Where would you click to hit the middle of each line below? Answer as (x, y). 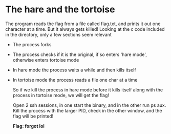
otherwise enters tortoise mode (46, 60)
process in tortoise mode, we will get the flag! (61, 95)
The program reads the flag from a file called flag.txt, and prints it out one (83, 24)
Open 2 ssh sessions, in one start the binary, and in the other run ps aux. (89, 105)
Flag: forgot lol (29, 126)
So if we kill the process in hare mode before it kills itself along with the (88, 90)
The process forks (32, 44)
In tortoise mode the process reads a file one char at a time (75, 80)
